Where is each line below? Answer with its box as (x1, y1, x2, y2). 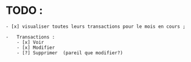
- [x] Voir (16, 39, 44, 45)
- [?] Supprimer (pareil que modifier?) (16, 49, 123, 56)
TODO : (5, 4, 43, 17)
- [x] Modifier (16, 45, 55, 51)
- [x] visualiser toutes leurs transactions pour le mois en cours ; (5, 23, 186, 29)
